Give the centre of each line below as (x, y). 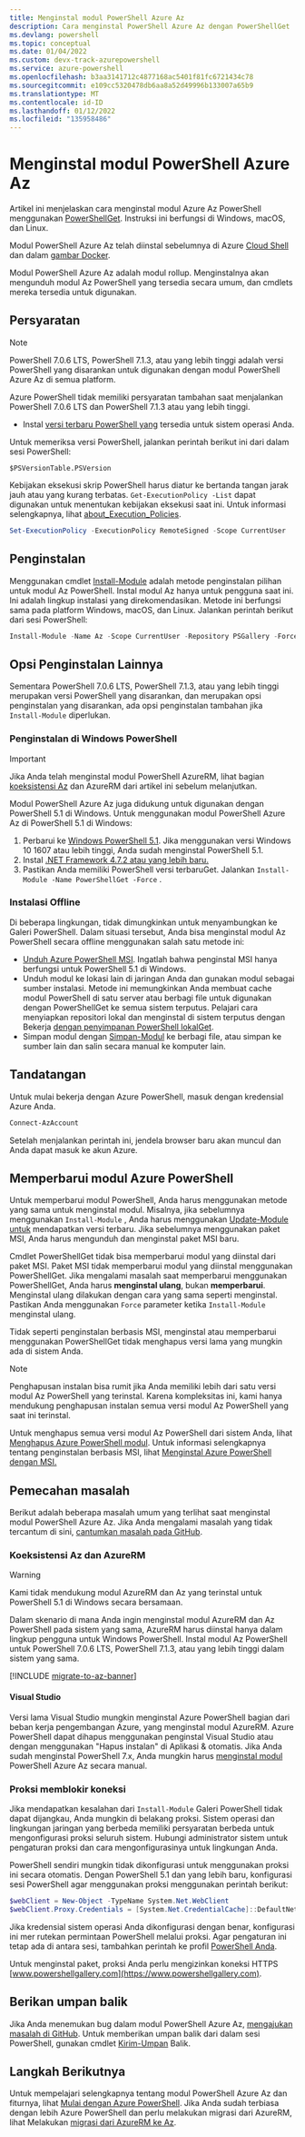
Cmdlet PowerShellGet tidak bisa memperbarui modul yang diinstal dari (143, 1257)
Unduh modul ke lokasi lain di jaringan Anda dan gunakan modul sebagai (158, 979)
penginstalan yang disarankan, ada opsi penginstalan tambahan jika (136, 706)
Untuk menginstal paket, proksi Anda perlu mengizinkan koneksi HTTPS (144, 1963)
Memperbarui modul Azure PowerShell (122, 1178)
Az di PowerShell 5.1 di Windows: (71, 822)
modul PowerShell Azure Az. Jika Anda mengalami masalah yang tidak (141, 1522)
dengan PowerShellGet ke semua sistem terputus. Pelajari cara (140, 1007)
